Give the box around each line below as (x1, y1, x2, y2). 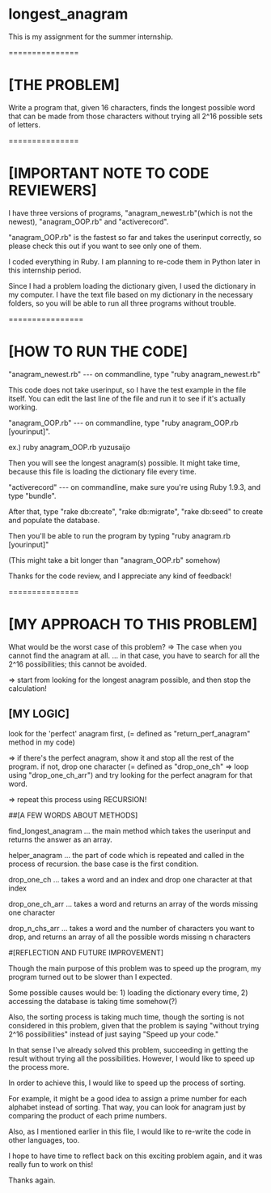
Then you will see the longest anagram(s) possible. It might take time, (8, 457, 240, 467)
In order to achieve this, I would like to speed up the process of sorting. (8, 1078, 246, 1088)
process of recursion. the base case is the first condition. (8, 859, 199, 869)
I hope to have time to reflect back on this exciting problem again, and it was (8, 1151, 263, 1161)
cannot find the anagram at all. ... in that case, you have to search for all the (8, 650, 260, 660)
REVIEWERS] (8, 182, 97, 200)
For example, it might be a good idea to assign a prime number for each (8, 1093, 248, 1103)
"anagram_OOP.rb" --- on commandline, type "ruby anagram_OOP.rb (8, 418, 239, 427)
